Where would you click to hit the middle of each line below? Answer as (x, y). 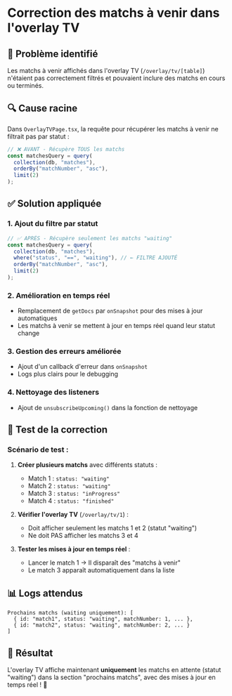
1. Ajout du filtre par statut (53, 224)
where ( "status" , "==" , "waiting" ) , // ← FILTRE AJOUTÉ (96, 258)
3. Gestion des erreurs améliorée (64, 351)
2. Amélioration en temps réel (59, 295)
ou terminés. (26, 85)
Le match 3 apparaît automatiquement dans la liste (101, 570)
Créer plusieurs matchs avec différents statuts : (88, 465)
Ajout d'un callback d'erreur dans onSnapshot (82, 367)
